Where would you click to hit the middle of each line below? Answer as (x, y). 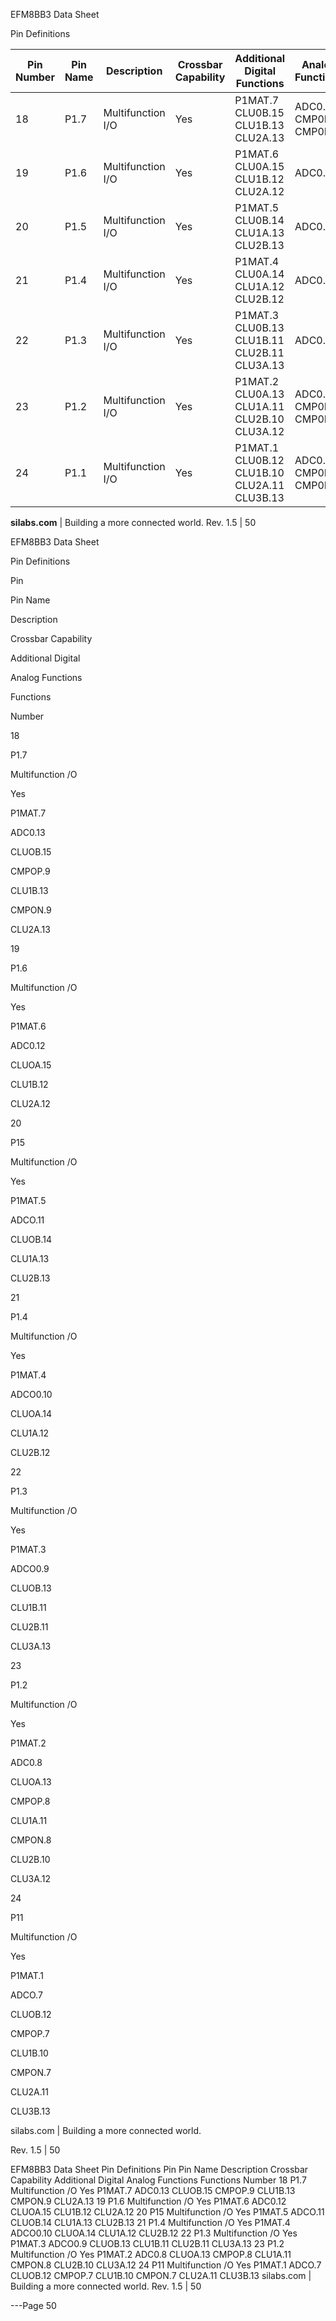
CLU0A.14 (259, 274)
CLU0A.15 (259, 166)
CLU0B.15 (259, 112)
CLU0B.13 (259, 327)
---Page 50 (33, 2305)
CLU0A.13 (259, 394)
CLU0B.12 (259, 460)
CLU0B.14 (259, 220)
